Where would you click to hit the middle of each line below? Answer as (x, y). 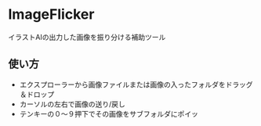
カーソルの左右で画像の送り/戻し (72, 104)
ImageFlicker (51, 14)
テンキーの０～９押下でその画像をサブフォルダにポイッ (109, 113)
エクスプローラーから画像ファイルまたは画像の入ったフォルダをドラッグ (136, 85)
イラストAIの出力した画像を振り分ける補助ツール (87, 37)
